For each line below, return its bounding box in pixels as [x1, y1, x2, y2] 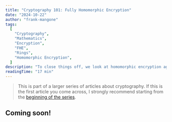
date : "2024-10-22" [5, 12, 47, 17]
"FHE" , [14, 45, 29, 51]
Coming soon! [5, 109, 51, 117]
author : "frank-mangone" [5, 17, 58, 22]
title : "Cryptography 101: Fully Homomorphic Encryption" [5, 7, 132, 13]
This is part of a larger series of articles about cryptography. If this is [17, 83, 163, 89]
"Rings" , [14, 50, 33, 55]
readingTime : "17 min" [5, 69, 54, 75]
